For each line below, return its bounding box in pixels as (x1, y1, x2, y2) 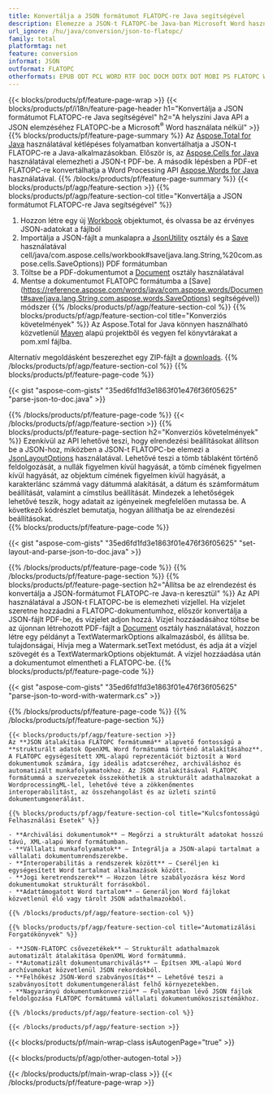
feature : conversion (8, 50, 79, 58)
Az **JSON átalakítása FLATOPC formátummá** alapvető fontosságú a (8, 738, 242, 747)
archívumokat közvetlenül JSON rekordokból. (8, 966, 162, 975)
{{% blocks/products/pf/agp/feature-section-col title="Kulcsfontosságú (8, 809, 260, 818)
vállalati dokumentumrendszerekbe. (8, 852, 129, 861)
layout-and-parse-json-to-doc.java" (8, 547, 129, 557)
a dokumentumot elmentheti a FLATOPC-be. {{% (8, 658, 172, 668)
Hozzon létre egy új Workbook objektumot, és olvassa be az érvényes (19, 216, 255, 226)
